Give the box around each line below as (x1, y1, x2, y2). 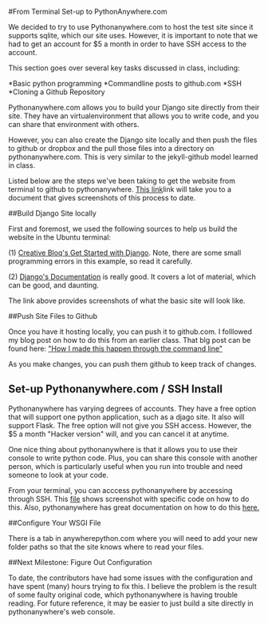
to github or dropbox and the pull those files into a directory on (8, 144, 215, 153)
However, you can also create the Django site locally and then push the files (8, 135, 258, 145)
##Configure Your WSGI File (8, 518, 101, 527)
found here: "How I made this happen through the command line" (8, 344, 223, 353)
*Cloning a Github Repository (8, 87, 105, 97)
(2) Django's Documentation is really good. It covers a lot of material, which (8, 272, 257, 281)
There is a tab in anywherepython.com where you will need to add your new (8, 533, 258, 543)
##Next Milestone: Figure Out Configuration (8, 557, 153, 566)
